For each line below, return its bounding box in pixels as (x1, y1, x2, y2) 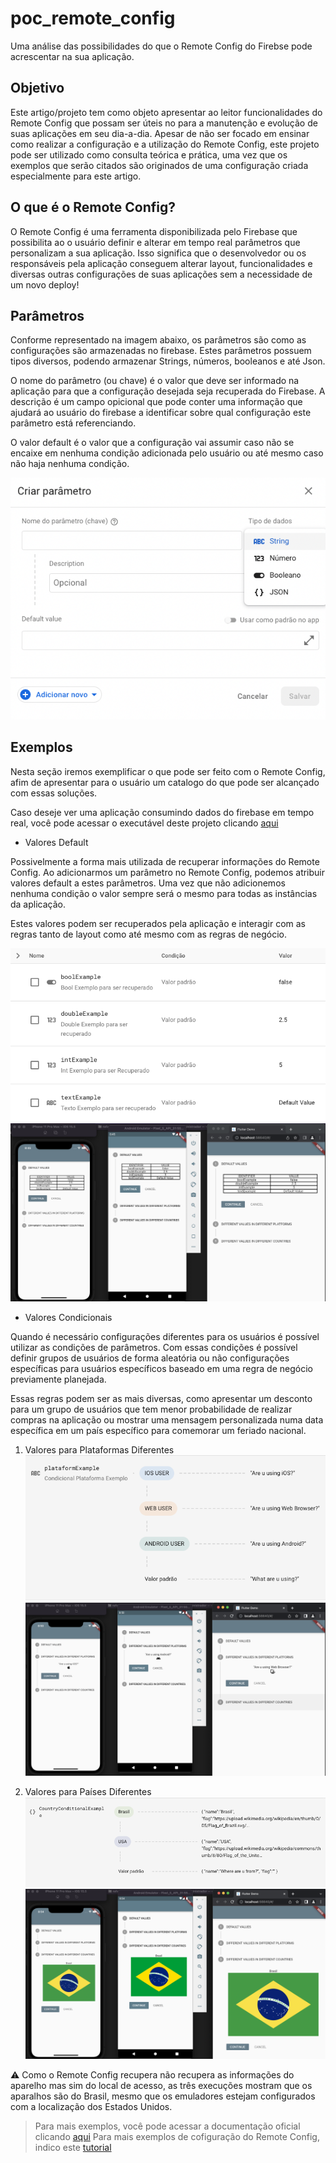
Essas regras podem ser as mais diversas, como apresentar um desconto (10, 1393, 313, 1405)
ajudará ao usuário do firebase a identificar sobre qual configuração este (10, 407, 312, 419)
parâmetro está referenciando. (10, 417, 137, 429)
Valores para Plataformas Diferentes (24, 1444, 175, 1456)
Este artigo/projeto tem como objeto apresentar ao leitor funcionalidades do (10, 106, 323, 118)
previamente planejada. (10, 1373, 107, 1386)
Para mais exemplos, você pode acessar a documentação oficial (34, 2120, 301, 2132)
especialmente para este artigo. (10, 170, 142, 182)
